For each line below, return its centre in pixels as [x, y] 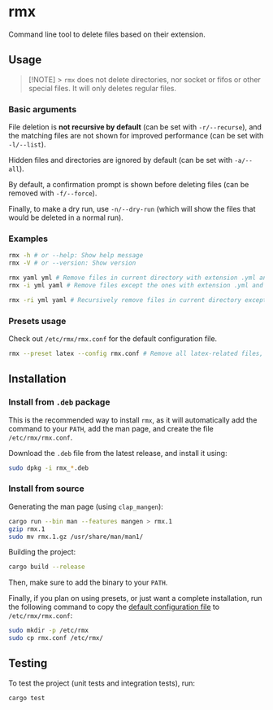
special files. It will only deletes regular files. [102, 88]
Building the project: [42, 552]
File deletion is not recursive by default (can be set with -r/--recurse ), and [135, 127]
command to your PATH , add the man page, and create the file [111, 428]
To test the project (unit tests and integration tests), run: [102, 683]
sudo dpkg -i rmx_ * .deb [49, 468]
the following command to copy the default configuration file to [114, 607]
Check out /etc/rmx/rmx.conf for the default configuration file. [113, 339]
